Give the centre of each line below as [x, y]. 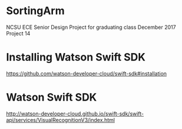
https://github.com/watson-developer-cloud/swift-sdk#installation [86, 73]
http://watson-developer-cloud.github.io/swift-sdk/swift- [75, 114]
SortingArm [35, 11]
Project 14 [18, 33]
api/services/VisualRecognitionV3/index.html [60, 120]
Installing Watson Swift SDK [76, 57]
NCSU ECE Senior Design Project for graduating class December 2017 [91, 27]
